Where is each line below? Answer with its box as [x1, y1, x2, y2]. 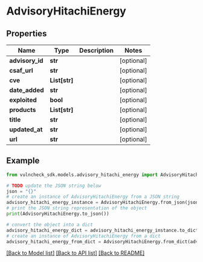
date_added [9, 86, 44, 94]
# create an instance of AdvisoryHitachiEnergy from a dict [6, 233, 161, 239]
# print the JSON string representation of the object [6, 205, 147, 211]
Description [79, 47, 114, 54]
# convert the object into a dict [6, 221, 94, 228]
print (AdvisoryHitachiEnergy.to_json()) [6, 211, 110, 217]
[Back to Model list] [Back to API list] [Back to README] [6, 249, 145, 257]
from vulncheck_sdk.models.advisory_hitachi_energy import [6, 171, 158, 178]
